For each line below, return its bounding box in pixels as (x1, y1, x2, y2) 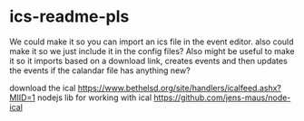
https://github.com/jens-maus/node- (153, 92, 291, 103)
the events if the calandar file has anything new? (9, 65, 191, 76)
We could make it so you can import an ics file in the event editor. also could (9, 36, 294, 47)
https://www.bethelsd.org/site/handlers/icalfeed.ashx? (77, 82, 282, 93)
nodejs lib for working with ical (37, 92, 152, 103)
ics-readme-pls (9, 6, 130, 27)
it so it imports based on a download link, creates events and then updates (9, 55, 288, 66)
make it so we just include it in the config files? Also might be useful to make (9, 45, 295, 56)
